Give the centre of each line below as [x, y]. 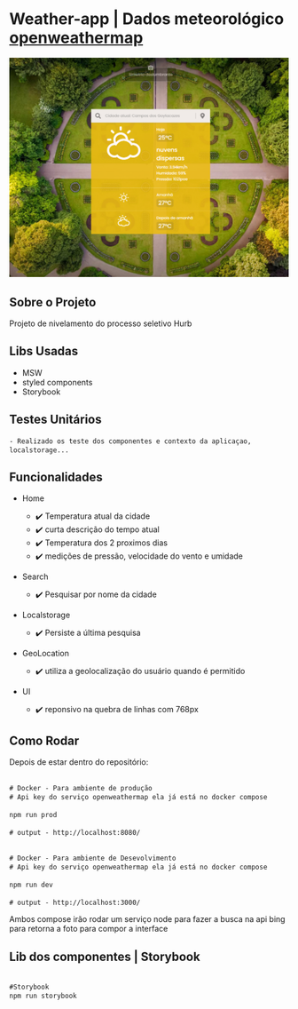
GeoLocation [45, 654]
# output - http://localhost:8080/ [75, 833]
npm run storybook [43, 996]
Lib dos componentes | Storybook [105, 956]
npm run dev [31, 885]
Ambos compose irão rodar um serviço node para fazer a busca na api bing [147, 919]
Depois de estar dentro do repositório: [79, 762]
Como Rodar [44, 740]
